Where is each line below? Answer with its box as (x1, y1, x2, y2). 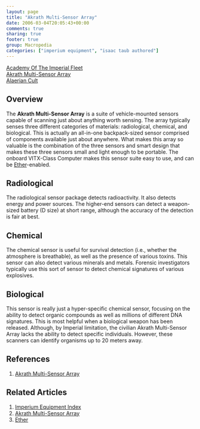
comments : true (6, 25, 44, 32)
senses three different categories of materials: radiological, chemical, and (6, 123, 187, 130)
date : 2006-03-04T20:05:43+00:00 (6, 20, 90, 26)
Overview (6, 94, 44, 105)
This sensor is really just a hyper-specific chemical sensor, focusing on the (6, 305, 190, 312)
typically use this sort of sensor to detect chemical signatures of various (6, 266, 184, 273)
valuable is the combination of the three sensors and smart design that (6, 142, 180, 149)
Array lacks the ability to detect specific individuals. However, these (6, 330, 173, 337)
